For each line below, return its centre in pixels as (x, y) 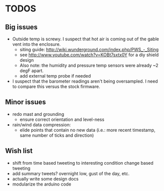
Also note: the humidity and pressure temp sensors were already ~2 (89, 65)
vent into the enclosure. (36, 44)
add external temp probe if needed (55, 76)
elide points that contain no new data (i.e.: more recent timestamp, (87, 130)
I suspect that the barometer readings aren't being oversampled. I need (85, 81)
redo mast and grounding (38, 114)
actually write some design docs (45, 179)
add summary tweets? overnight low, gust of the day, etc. (71, 173)
